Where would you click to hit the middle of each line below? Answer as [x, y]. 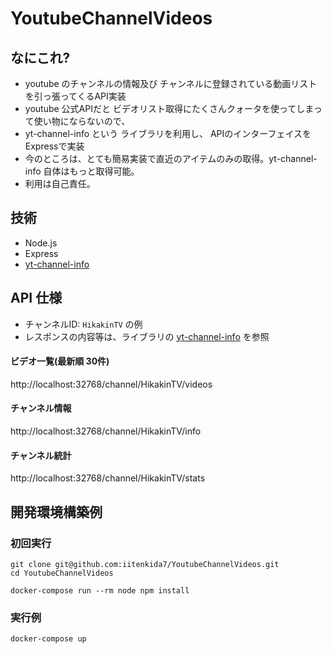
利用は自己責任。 [60, 183]
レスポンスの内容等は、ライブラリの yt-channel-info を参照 [147, 336]
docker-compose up [48, 639]
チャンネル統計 [41, 455]
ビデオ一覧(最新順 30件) [60, 361]
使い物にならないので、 [82, 121]
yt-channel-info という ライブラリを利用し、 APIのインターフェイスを [168, 133]
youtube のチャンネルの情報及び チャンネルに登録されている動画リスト [171, 83]
